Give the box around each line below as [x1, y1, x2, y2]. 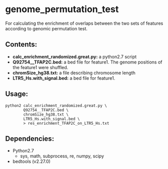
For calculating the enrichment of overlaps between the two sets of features [5, 20, 163, 26]
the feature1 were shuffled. [12, 64, 69, 70]
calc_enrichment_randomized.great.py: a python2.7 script [12, 53, 137, 60]
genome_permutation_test [5, 4, 119, 15]
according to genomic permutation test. [5, 25, 88, 31]
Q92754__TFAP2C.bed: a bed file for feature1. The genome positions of [12, 59, 162, 65]
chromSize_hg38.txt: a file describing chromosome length [12, 70, 136, 76]
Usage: [5, 90, 29, 98]
